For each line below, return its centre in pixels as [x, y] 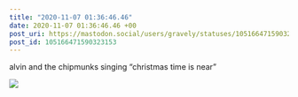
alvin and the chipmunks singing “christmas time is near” [113, 67]
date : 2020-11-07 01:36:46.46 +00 [73, 26]
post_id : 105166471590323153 [63, 42]
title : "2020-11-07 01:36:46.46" [71, 17]
